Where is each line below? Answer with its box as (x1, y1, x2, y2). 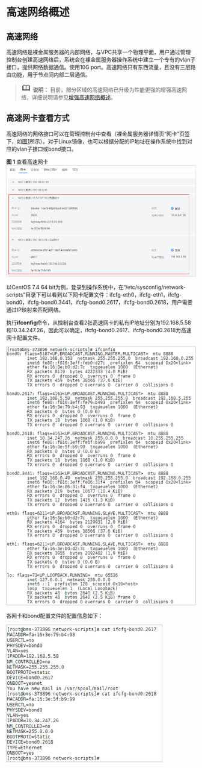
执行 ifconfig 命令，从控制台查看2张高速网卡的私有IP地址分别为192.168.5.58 (6, 319, 191, 326)
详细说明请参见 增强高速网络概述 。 (31, 94, 116, 101)
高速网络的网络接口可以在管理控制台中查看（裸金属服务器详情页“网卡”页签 (6, 130, 191, 137)
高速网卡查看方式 (6, 113, 70, 124)
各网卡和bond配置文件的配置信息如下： (6, 612, 103, 619)
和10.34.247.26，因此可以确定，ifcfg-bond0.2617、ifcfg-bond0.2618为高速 (6, 326, 192, 333)
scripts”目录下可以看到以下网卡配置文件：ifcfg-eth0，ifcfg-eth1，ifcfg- (6, 291, 182, 298)
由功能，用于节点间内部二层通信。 (6, 71, 91, 78)
